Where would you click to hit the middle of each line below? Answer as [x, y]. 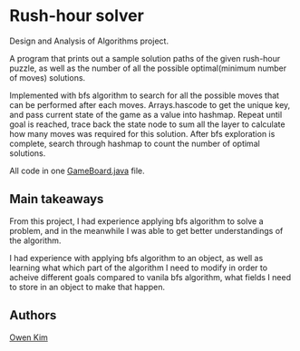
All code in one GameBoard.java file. [77, 171]
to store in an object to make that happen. [87, 287]
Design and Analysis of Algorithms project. [89, 41]
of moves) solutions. [48, 77]
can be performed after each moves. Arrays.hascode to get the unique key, [150, 104]
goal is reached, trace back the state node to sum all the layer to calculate [147, 124]
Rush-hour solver [77, 16]
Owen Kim [29, 337]
